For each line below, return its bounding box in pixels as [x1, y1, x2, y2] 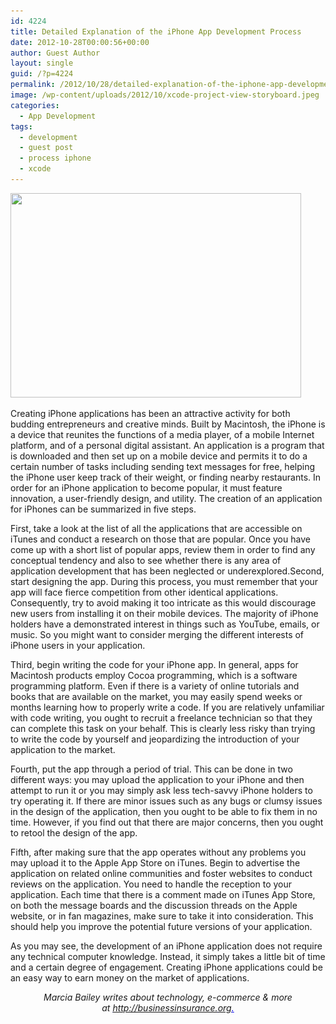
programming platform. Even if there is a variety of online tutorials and [10, 680, 300, 692]
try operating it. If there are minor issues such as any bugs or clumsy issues [10, 795, 323, 807]
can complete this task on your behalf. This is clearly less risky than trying [10, 722, 316, 734]
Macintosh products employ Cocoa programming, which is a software [10, 669, 298, 681]
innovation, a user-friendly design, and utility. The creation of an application [10, 492, 323, 504]
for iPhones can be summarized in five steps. [10, 503, 197, 515]
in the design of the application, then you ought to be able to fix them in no [10, 805, 318, 817]
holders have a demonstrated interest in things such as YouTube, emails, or [10, 618, 320, 630]
